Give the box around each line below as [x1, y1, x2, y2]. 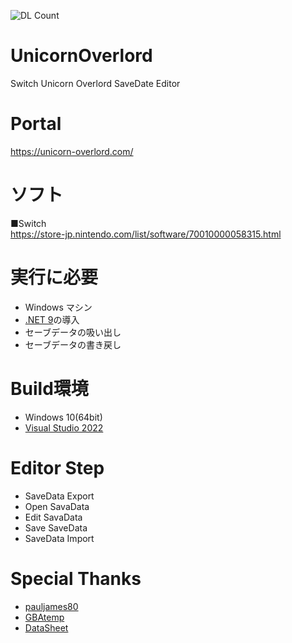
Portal [10, 113, 62, 135]
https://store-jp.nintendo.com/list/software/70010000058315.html [10, 228, 282, 240]
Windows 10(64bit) [24, 411, 103, 423]
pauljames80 [24, 600, 79, 612]
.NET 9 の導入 [24, 313, 80, 325]
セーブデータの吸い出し [24, 326, 122, 338]
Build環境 [10, 377, 89, 400]
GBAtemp [24, 611, 65, 623]
